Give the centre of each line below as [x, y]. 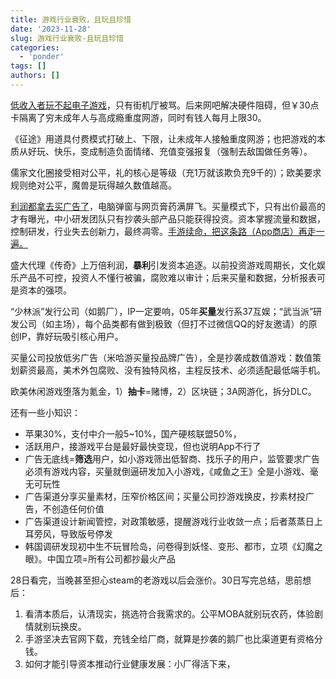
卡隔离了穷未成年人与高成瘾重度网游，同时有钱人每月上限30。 [138, 117]
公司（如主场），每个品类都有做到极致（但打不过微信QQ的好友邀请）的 [163, 323]
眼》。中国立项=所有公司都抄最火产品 [100, 558]
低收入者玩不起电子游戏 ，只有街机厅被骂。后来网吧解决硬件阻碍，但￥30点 [165, 105]
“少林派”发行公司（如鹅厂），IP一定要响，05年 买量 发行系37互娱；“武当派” [162, 311]
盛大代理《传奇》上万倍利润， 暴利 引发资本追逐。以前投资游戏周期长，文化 [163, 265]
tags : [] [28, 66]
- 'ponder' [42, 57]
